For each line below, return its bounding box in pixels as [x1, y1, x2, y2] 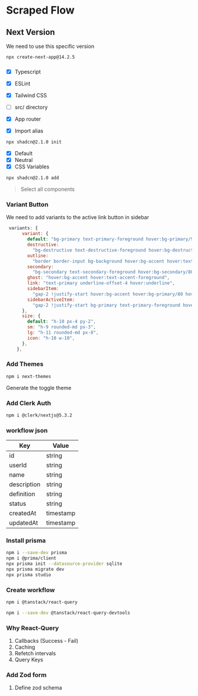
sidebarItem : [27, 286, 60, 292]
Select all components [20, 186, 75, 193]
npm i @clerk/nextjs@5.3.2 [6, 412, 72, 418]
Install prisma [6, 536, 46, 545]
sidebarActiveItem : [27, 297, 75, 303]
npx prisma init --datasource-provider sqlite [6, 561, 123, 567]
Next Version [6, 27, 55, 37]
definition [9, 490, 35, 498]
